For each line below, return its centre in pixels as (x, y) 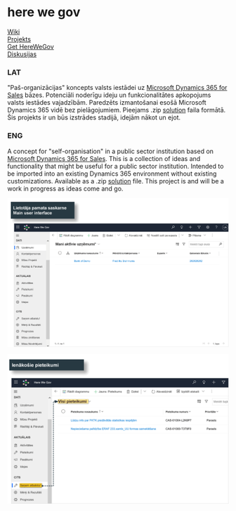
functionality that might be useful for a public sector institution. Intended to (116, 166)
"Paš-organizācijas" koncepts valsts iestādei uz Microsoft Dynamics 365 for (117, 88)
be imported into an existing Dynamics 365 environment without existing (112, 174)
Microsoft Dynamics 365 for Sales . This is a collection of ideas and (104, 158)
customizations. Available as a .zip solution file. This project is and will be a (116, 181)
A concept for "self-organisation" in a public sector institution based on (111, 151)
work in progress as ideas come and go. (65, 188)
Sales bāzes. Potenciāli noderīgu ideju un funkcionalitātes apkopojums (109, 95)
